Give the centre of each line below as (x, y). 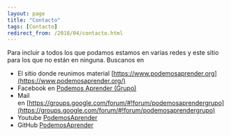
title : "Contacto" (34, 20)
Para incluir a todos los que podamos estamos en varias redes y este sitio (113, 53)
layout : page (26, 14)
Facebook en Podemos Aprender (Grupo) (77, 88)
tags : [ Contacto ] (32, 26)
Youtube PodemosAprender (57, 118)
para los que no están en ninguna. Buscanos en (76, 60)
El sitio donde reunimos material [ (65, 74)
